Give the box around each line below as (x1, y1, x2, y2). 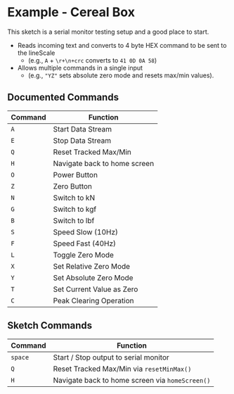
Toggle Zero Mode (53, 250, 115, 260)
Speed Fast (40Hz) (53, 239, 116, 248)
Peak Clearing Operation (53, 295, 135, 305)
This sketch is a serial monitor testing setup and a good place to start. (7, 27, 209, 36)
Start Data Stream (53, 124, 112, 134)
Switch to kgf (53, 204, 97, 214)
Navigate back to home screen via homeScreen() (53, 375, 211, 385)
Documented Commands (7, 91, 119, 103)
